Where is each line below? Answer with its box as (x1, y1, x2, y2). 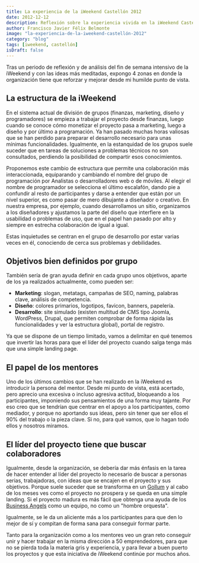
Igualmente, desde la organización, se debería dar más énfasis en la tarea (6, 465, 187, 471)
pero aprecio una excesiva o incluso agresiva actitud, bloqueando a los (6, 391, 179, 398)
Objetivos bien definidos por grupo (6, 256, 138, 266)
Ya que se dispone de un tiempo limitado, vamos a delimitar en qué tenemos (6, 332, 192, 340)
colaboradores (6, 449, 62, 459)
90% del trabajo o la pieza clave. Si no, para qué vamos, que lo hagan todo (6, 416, 190, 423)
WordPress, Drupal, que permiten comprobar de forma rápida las (14, 315, 174, 322)
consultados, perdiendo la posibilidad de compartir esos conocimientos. (6, 153, 182, 160)
